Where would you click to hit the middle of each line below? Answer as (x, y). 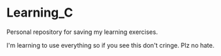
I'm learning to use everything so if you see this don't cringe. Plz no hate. (110, 45)
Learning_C (40, 13)
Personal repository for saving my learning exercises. (82, 32)
